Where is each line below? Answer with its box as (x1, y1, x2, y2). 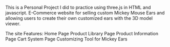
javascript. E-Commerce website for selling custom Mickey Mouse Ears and (5, 10, 165, 16)
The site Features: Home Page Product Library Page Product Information (5, 31, 159, 36)
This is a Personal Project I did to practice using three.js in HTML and (5, 5, 151, 10)
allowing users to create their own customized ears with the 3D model (5, 15, 153, 21)
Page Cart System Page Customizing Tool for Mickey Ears (5, 36, 128, 42)
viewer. (5, 20, 20, 27)
